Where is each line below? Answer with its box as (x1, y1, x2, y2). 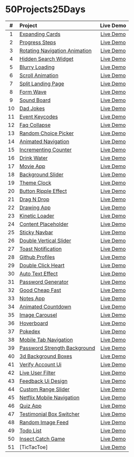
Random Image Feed (19, 418, 69, 425)
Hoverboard (19, 319, 48, 326)
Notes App (19, 295, 45, 302)
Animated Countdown (19, 303, 72, 310)
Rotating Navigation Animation (19, 47, 92, 54)
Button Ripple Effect (19, 187, 67, 194)
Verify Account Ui (19, 361, 62, 368)
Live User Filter (19, 369, 56, 376)
